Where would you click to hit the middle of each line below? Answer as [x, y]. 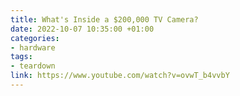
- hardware [33, 47]
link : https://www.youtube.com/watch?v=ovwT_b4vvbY [120, 76]
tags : [21, 57]
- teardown [33, 66]
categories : [35, 38]
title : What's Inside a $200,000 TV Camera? [104, 19]
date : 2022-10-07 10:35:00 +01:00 [82, 29]
